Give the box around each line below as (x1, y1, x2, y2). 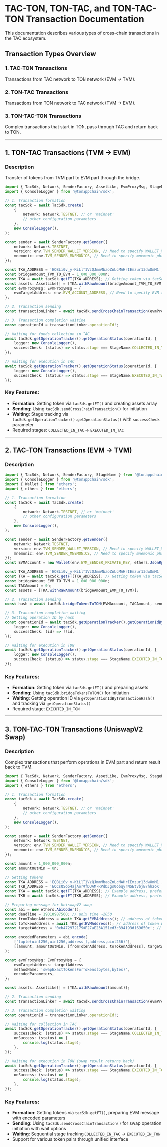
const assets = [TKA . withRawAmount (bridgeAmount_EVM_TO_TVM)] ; (5, 588, 139, 593)
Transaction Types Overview (5, 50, 96, 58)
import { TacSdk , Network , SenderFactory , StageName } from (5, 472, 133, 477)
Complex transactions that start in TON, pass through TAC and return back (5, 124, 158, 130)
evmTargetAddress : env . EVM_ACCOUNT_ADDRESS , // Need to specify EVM (14, 290, 159, 295)
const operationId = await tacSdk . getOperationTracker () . (5, 620, 128, 625)
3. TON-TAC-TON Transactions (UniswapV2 (5, 725, 143, 733)
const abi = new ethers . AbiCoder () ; (5, 907, 81, 912)
